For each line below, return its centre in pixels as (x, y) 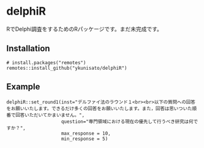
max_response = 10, (86, 133)
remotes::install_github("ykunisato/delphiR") (67, 68)
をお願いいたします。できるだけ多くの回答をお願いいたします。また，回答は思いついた (99, 108)
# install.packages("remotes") (46, 62)
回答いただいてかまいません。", (50, 115)
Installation (28, 49)
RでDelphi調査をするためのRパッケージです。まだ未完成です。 (84, 29)
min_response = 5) (85, 139)
